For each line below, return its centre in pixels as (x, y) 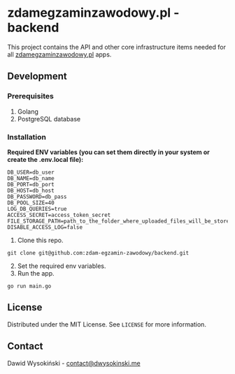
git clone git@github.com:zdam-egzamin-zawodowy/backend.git (98, 253)
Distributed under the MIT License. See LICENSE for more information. (107, 324)
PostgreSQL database (49, 119)
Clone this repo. (40, 240)
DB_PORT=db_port (31, 184)
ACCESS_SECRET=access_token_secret (59, 215)
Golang (28, 111)
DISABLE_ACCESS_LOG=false (45, 227)
